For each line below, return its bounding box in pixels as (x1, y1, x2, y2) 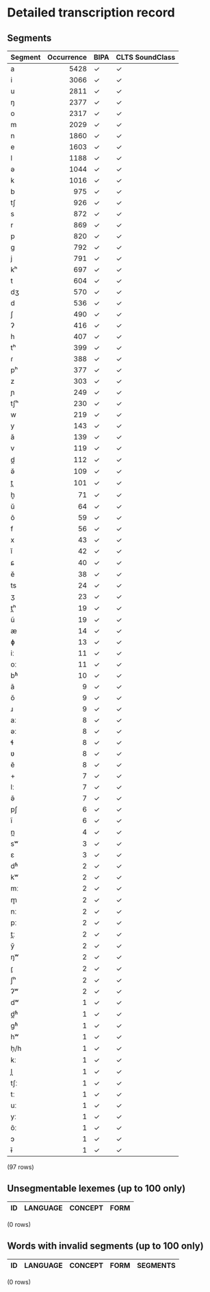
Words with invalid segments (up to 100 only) (7, 1241, 204, 1252)
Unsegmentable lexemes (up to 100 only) (7, 1183, 186, 1195)
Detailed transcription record (7, 5, 176, 21)
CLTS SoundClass (116, 53, 176, 62)
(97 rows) (7, 1163, 34, 1171)
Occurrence (47, 53, 88, 62)
